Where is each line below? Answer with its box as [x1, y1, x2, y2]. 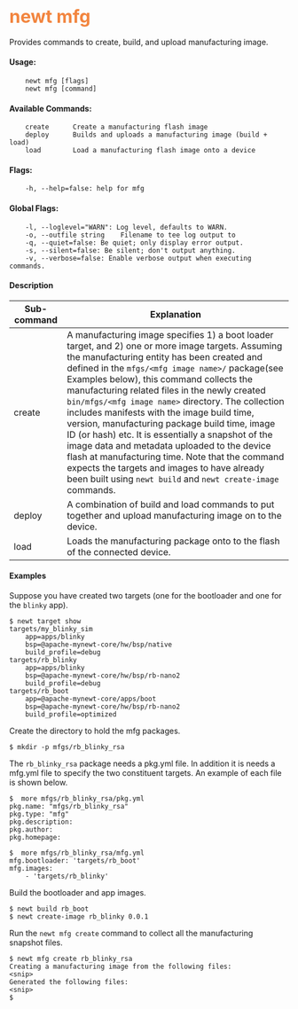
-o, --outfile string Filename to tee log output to [25, 231, 237, 239]
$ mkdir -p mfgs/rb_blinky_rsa [9, 743, 125, 752]
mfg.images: [9, 864, 53, 873]
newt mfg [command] [25, 84, 98, 94]
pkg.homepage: [9, 833, 62, 842]
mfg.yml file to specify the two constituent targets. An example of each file [9, 768, 282, 778]
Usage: [9, 57, 37, 67]
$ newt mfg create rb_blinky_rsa [9, 955, 133, 964]
